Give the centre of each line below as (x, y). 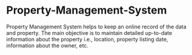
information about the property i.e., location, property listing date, (87, 39)
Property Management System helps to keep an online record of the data (97, 27)
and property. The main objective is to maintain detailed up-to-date (89, 33)
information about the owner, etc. (47, 46)
